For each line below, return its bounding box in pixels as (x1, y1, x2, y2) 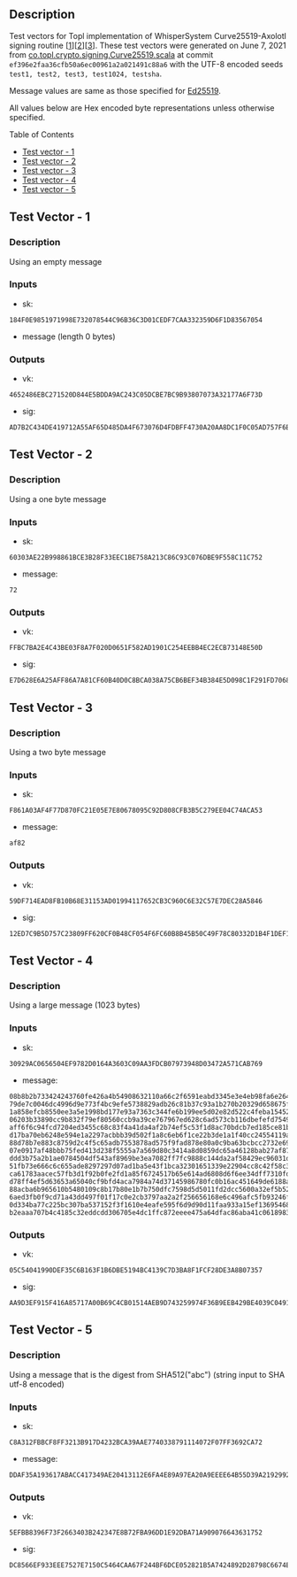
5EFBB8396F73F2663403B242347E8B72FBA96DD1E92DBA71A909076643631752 (9, 1528, 263, 1537)
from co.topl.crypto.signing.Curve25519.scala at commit (9, 49, 214, 60)
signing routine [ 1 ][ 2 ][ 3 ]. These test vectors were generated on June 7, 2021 (9, 40, 286, 50)
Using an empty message (9, 256, 103, 267)
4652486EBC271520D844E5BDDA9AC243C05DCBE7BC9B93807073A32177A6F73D (9, 390, 263, 399)
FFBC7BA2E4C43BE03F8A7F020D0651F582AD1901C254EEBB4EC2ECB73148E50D (9, 644, 263, 653)
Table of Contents (9, 128, 75, 140)
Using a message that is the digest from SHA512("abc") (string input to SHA (9, 1369, 286, 1380)
